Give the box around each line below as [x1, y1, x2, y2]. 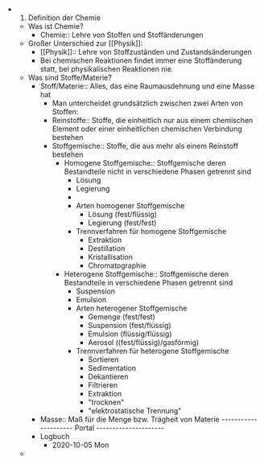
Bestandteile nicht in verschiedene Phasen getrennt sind [64, 166, 252, 176]
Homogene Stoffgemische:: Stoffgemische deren [64, 158, 227, 167]
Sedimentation [88, 363, 137, 372]
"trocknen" [88, 397, 125, 407]
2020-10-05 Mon [52, 440, 109, 450]
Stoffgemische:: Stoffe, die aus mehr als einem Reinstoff [52, 142, 239, 150]
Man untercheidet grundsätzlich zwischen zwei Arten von [52, 98, 243, 108]
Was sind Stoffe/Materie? [27, 73, 113, 82]
